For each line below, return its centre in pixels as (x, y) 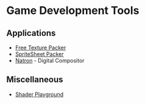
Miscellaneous (35, 80)
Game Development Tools (73, 11)
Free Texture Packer (41, 47)
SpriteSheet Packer (39, 54)
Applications (31, 33)
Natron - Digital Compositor (50, 61)
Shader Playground (39, 94)
